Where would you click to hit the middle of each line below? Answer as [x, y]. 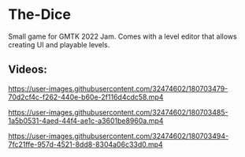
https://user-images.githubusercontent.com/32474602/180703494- [119, 136]
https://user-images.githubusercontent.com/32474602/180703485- [118, 112]
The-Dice [39, 15]
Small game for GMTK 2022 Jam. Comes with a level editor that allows [123, 36]
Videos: [28, 70]
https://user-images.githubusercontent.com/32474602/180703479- [118, 88]
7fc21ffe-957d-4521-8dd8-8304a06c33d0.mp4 [85, 144]
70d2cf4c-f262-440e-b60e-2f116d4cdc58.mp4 [86, 97]
